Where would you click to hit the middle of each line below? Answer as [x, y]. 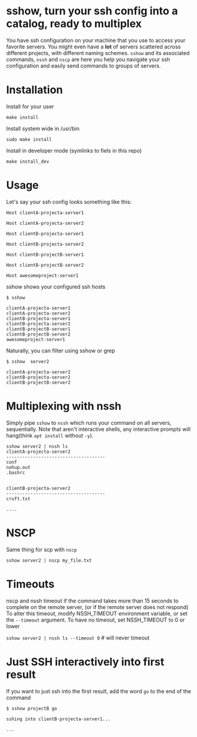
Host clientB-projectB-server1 [45, 255]
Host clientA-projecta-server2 [45, 223]
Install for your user [30, 106]
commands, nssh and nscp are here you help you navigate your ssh [88, 59]
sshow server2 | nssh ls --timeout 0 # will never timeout [78, 638]
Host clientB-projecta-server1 [45, 234]
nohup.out [19, 467]
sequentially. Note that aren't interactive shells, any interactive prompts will [98, 429]
